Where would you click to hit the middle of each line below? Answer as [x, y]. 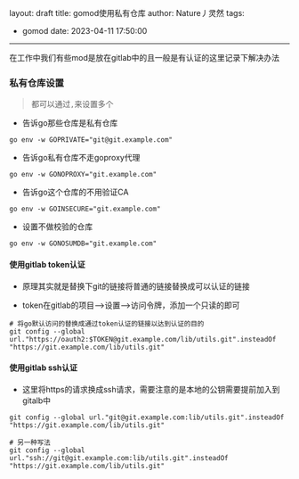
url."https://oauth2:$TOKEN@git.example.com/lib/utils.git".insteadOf [143, 339]
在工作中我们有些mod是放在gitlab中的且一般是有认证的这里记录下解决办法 [145, 58]
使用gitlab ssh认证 [44, 368]
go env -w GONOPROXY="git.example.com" [83, 175]
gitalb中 [36, 401]
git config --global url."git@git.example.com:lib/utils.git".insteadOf [147, 417]
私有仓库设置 [37, 83]
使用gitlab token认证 [48, 264]
